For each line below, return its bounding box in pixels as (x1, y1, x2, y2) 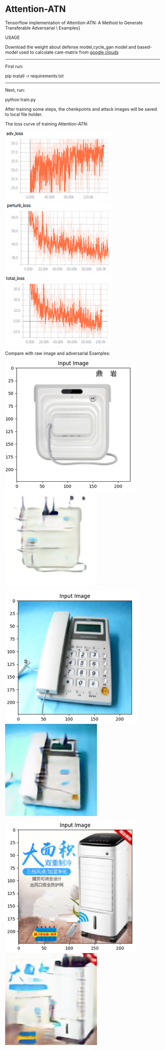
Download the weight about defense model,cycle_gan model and (5, 44, 137, 50)
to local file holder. (5, 111, 43, 117)
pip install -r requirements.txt (5, 73, 64, 79)
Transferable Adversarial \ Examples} (5, 25, 81, 31)
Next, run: (5, 87, 26, 93)
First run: (5, 63, 24, 69)
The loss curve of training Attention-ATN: (5, 121, 88, 126)
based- (137, 44, 152, 50)
